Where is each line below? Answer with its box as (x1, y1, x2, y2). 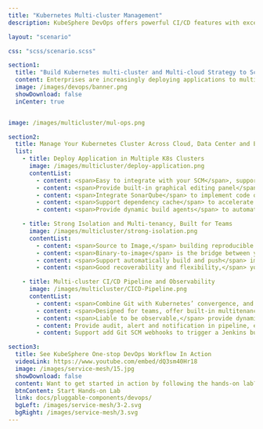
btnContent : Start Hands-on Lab (15, 387, 121, 394)
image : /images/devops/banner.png (15, 83, 128, 91)
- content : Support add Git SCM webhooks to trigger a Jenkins (36, 329, 247, 337)
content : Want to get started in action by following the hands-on (15, 380, 240, 387)
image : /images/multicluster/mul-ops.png (8, 118, 146, 126)
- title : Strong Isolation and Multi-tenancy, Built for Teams (22, 220, 233, 228)
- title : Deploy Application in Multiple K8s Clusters (22, 155, 205, 163)
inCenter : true (15, 97, 65, 106)
